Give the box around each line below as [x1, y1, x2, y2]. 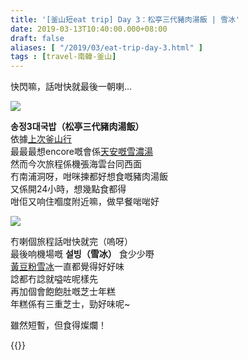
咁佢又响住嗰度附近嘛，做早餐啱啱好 [10, 196, 160, 208]
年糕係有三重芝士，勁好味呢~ [10, 298, 131, 310]
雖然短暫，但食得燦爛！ [10, 319, 107, 331]
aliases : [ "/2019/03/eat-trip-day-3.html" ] [10, 42, 203, 53]
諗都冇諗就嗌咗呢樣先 [10, 273, 98, 285]
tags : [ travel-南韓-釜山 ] [10, 52, 117, 62]
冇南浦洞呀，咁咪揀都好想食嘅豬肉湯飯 [10, 171, 168, 183]
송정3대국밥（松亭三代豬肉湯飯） [10, 121, 145, 133]
